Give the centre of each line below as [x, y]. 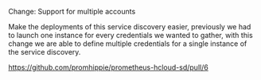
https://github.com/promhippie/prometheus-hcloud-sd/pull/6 [108, 67]
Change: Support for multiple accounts [72, 11]
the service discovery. [45, 52]
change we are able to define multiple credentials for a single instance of [128, 44]
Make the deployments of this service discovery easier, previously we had [130, 27]
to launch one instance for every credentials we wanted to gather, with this [130, 35]
